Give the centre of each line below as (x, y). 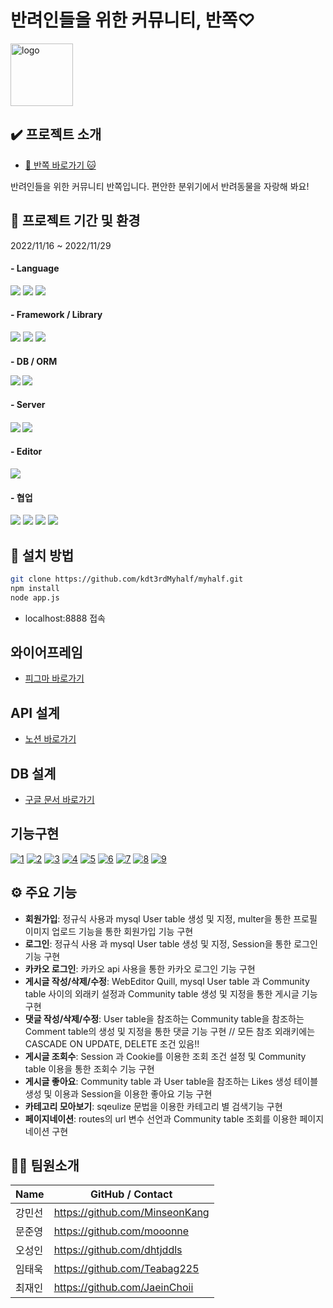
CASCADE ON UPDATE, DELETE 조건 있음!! (112, 1043)
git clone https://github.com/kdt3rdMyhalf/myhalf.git (127, 579)
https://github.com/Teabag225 (126, 1269)
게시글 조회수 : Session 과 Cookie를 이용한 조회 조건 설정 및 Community (165, 1056)
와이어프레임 (46, 652)
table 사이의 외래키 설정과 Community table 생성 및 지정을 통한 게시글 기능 (171, 993)
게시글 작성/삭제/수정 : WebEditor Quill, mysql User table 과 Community (167, 981)
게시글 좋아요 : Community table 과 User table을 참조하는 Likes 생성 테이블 (171, 1081)
